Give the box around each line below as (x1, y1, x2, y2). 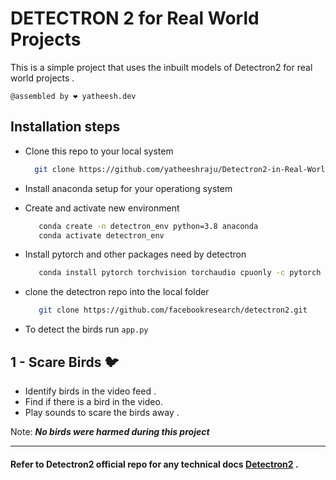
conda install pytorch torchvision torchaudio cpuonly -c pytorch (38, 268, 322, 278)
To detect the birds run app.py (24, 323, 149, 336)
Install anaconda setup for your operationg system (24, 182, 233, 194)
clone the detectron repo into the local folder (24, 286, 210, 298)
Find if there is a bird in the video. (24, 395, 163, 407)
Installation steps (10, 118, 121, 136)
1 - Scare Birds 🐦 (10, 353, 120, 371)
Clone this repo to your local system (24, 145, 174, 157)
